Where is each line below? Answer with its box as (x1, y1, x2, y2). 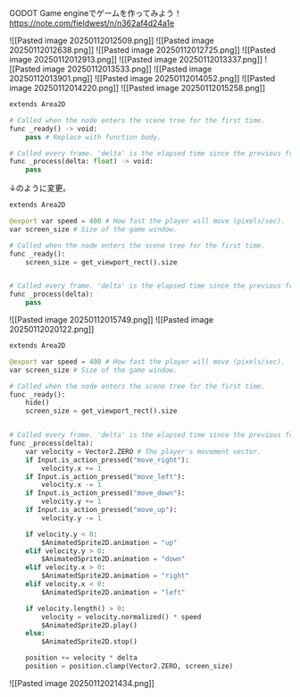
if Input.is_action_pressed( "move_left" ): (25, 472, 186, 481)
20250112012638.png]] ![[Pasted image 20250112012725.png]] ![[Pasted (9, 45, 276, 55)
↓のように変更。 (9, 182, 71, 194)
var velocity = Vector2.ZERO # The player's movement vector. (25, 447, 262, 456)
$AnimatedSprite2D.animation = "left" (41, 588, 186, 597)
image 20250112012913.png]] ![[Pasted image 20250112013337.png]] (9, 55, 263, 64)
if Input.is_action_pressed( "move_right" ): (25, 455, 190, 465)
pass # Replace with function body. (25, 132, 162, 141)
